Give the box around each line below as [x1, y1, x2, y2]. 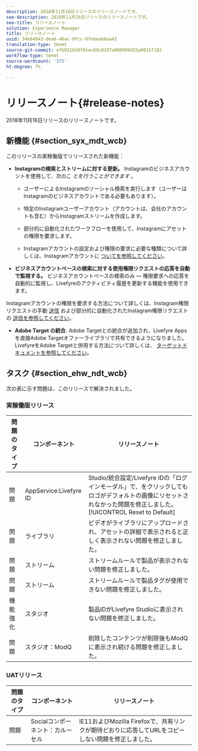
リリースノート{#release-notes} [6, 96, 165, 109]
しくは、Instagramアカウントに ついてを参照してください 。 [23, 253, 168, 260]
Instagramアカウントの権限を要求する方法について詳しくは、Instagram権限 [6, 300, 189, 307]
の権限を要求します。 [23, 232, 75, 239]
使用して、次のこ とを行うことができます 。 [30, 173, 137, 180]
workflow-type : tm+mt [6, 53, 60, 59]
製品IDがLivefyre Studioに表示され [88, 606, 184, 614]
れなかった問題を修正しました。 [88, 500, 177, 509]
